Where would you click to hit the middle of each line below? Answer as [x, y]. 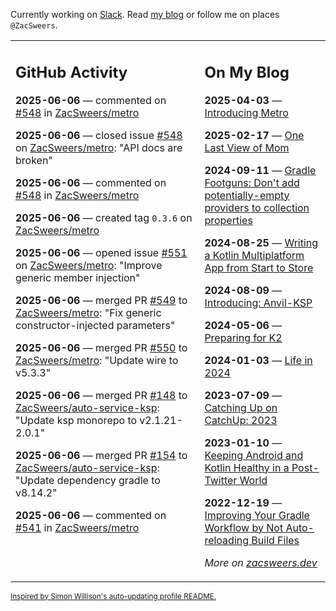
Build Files [275, 540]
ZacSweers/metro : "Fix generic [88, 312]
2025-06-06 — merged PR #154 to [101, 455]
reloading [227, 540]
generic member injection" [78, 277]
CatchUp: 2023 [241, 420]
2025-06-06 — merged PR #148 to [101, 395]
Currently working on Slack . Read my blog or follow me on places [145, 14]
